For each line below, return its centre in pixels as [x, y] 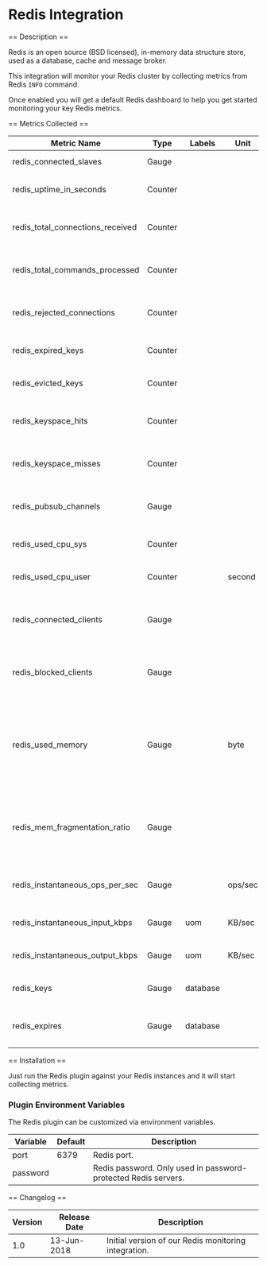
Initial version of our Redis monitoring [176, 1241]
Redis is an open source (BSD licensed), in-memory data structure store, [127, 52]
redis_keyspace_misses [56, 463]
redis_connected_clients [58, 619]
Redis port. [113, 1156]
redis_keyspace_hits [50, 420]
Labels [203, 143]
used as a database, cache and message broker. [88, 60]
